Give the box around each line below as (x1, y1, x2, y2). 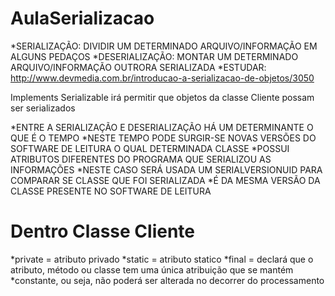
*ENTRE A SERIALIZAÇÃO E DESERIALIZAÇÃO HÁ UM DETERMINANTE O (10, 121, 314, 133)
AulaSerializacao (10, 7, 155, 30)
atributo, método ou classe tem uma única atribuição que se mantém (10, 263, 294, 276)
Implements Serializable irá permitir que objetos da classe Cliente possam (10, 91, 315, 103)
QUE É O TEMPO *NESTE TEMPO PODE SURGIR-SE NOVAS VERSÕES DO (10, 132, 317, 144)
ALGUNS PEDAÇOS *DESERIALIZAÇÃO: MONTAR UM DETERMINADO (10, 50, 299, 62)
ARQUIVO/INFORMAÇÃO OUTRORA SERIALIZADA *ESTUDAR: (10, 61, 267, 73)
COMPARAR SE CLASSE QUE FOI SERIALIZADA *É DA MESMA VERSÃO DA (10, 174, 321, 186)
